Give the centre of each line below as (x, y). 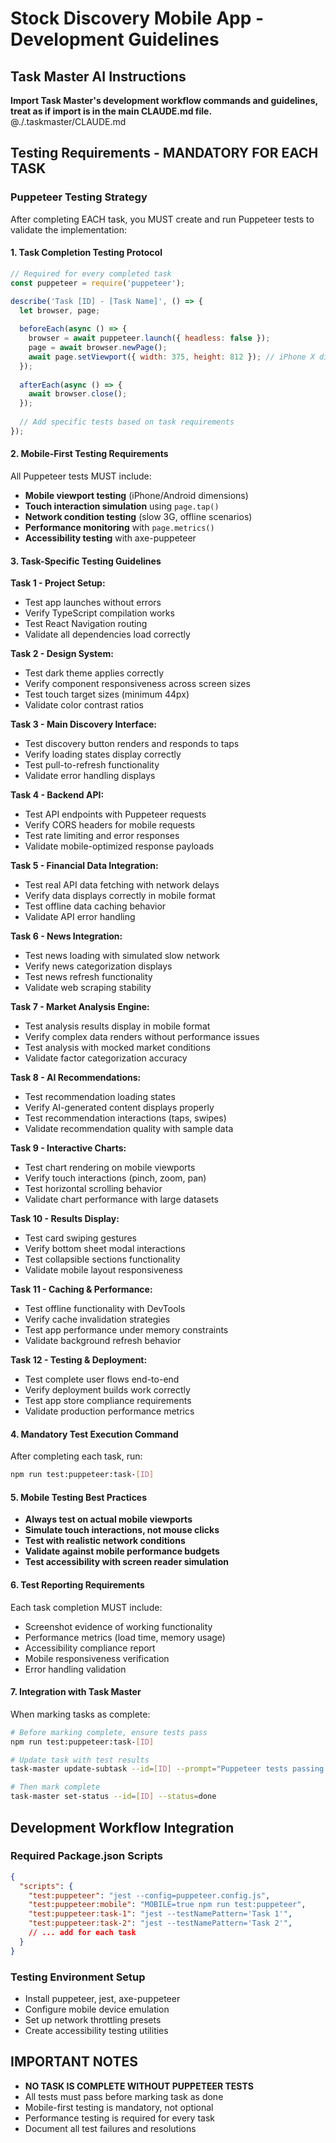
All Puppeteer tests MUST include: (81, 476)
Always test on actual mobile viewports (108, 1519)
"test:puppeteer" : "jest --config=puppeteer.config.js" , (149, 1895)
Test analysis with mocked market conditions (117, 1048)
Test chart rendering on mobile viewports (110, 1168)
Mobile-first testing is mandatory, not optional (119, 2107)
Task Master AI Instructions (98, 76)
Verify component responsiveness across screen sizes (137, 684)
